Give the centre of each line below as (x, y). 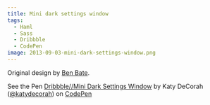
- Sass (23, 33)
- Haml (23, 27)
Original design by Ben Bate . (49, 72)
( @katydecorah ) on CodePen (50, 93)
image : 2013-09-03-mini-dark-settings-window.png (82, 53)
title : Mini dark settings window (58, 14)
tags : (15, 20)
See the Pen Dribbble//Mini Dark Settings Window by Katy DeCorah (105, 86)
